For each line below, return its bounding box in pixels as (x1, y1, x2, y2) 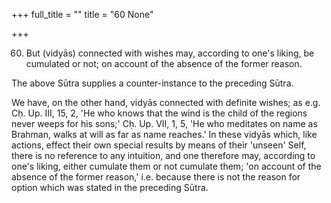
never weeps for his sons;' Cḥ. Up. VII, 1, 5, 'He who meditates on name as (11, 118, 318, 129)
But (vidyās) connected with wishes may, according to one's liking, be (25, 47, 315, 59)
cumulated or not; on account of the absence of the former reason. (25, 58, 303, 69)
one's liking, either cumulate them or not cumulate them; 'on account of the (11, 160, 322, 172)
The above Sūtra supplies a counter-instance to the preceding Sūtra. (11, 77, 294, 89)
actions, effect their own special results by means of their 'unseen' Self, (11, 139, 307, 151)
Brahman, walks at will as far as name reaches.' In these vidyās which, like (11, 129, 318, 140)
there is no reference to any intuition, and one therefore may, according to (11, 150, 316, 161)
